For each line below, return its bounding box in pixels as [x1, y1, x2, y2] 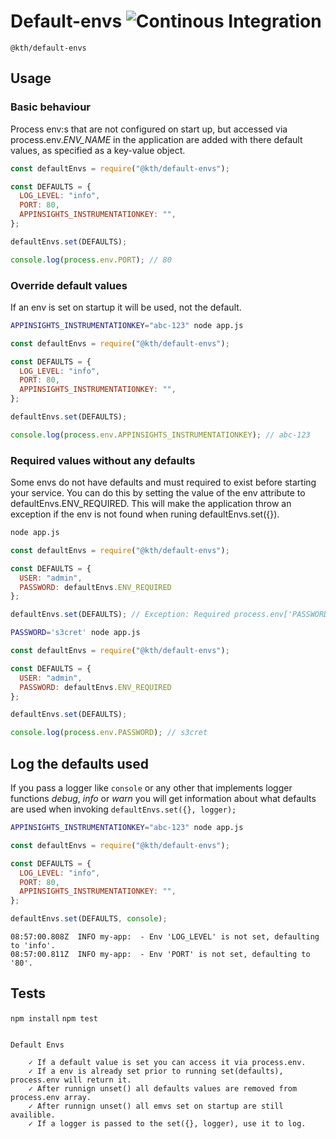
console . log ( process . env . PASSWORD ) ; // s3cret [10, 728, 208, 738]
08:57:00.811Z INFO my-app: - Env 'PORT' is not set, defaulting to [10, 950, 311, 960]
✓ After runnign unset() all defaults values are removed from [28, 1083, 298, 1094]
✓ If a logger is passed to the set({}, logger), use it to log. [28, 1118, 307, 1129]
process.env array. [10, 1092, 92, 1102]
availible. [10, 1110, 56, 1120]
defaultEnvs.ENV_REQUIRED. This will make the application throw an [10, 498, 292, 510]
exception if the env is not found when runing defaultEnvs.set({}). [10, 508, 280, 520]
